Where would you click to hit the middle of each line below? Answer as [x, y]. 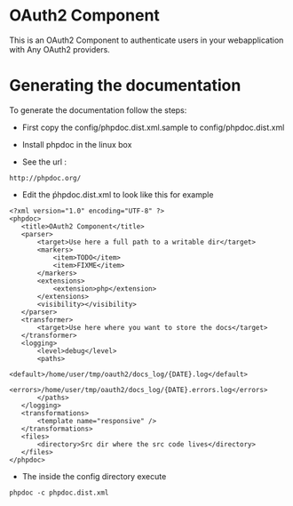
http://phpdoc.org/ [45, 178]
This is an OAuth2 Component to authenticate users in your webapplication [146, 40]
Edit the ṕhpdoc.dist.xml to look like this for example [118, 194]
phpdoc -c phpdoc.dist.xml [59, 493]
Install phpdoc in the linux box [77, 144]
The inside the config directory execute [94, 476]
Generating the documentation [125, 86]
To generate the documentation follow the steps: [98, 110]
